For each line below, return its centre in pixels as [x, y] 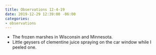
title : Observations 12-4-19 [35, 9]
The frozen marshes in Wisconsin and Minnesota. [62, 37]
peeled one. [24, 47]
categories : [17, 18]
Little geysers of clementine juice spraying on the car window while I [82, 42]
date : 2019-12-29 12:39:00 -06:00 [41, 14]
